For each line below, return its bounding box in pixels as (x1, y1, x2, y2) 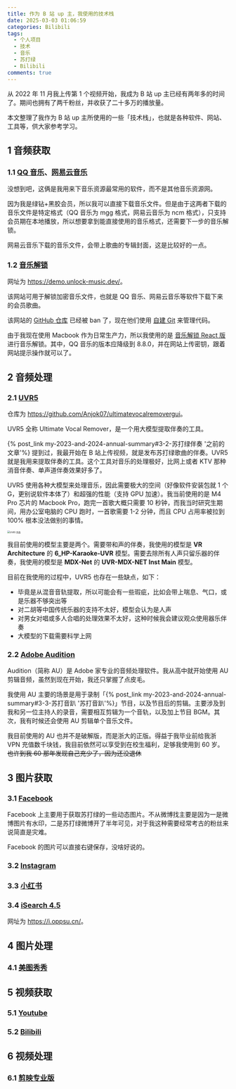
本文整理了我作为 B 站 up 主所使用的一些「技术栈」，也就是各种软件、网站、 (7, 113, 226, 122)
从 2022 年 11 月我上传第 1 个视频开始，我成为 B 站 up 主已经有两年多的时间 (7, 89, 225, 98)
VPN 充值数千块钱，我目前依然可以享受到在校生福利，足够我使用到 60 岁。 (7, 740, 224, 749)
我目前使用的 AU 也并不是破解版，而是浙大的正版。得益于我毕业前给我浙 (7, 732, 216, 740)
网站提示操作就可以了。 (7, 349, 75, 357)
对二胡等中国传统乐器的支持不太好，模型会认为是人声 (17, 606, 172, 614)
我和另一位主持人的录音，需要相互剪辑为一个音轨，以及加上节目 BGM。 (7, 708, 214, 716)
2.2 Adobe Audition (7, 650, 75, 660)
